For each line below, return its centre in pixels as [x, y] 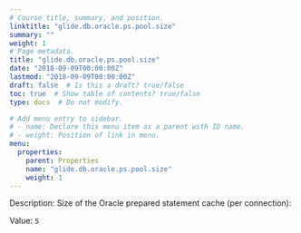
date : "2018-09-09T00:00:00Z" [67, 69]
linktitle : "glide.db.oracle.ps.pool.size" [93, 26]
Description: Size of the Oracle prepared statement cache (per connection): [150, 203]
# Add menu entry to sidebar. [67, 119]
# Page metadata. [42, 52]
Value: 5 [24, 221]
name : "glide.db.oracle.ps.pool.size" [99, 169]
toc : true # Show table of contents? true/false [105, 93]
